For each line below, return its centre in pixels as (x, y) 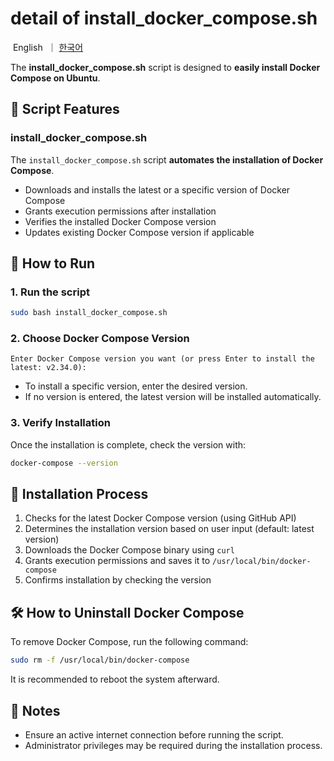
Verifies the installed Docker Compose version (120, 221)
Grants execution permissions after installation (120, 211)
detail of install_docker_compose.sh (164, 18)
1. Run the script (50, 292)
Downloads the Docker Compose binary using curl (129, 550)
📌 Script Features (65, 109)
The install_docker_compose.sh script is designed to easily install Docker (165, 67)
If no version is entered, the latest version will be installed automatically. (173, 397)
